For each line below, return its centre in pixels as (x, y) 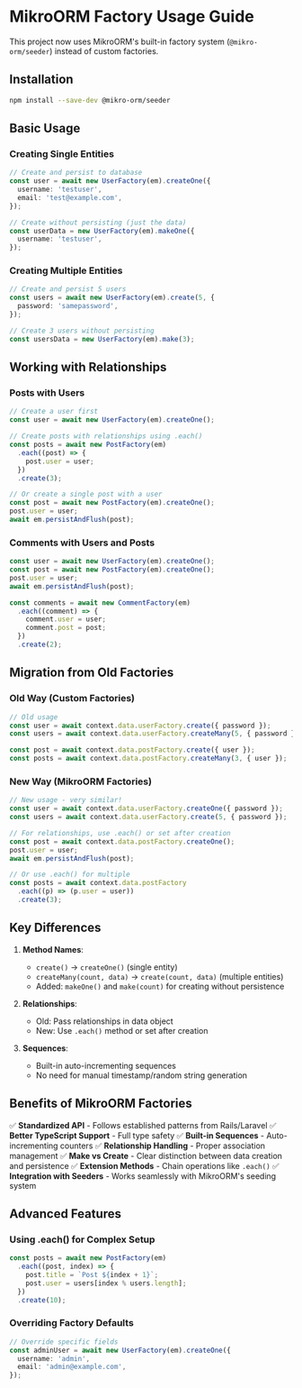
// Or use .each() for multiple (70, 875)
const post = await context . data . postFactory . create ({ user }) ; (132, 750)
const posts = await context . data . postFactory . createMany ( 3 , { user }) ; (148, 759)
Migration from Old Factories (92, 673)
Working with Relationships (88, 367)
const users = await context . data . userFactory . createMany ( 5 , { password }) (154, 734)
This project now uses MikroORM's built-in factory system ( (120, 41)
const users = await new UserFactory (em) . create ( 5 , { (112, 298)
